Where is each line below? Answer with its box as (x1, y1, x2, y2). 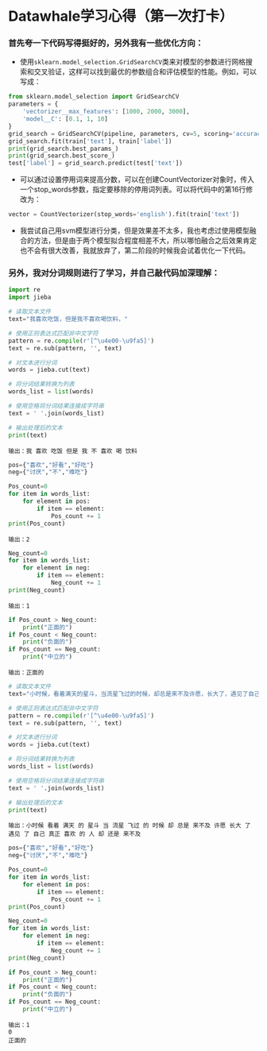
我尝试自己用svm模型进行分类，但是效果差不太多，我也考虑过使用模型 (19, 226, 250, 235)
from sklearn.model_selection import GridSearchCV (8, 93, 180, 101)
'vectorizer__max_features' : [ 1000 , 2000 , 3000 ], (22, 108, 191, 116)
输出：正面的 (8, 669, 44, 677)
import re (8, 286, 41, 294)
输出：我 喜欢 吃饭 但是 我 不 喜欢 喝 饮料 (8, 446, 137, 455)
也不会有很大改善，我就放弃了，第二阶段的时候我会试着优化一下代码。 (19, 245, 250, 255)
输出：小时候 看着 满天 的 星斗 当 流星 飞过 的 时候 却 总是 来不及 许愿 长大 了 (8, 821, 251, 830)
